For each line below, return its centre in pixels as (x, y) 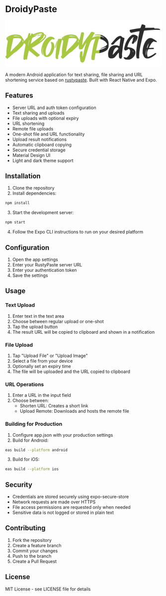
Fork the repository (32, 540)
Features (19, 96)
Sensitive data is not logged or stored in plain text (63, 513)
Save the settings (30, 275)
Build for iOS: (26, 460)
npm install (17, 203)
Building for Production (34, 424)
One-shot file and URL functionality (48, 134)
